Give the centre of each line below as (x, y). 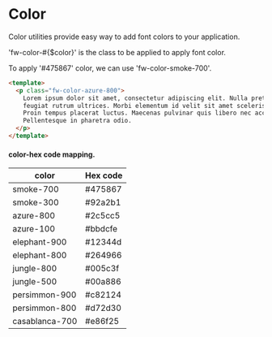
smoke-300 (36, 202)
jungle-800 (35, 269)
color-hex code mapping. (52, 154)
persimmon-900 (45, 295)
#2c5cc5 (102, 216)
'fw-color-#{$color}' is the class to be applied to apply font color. (117, 52)
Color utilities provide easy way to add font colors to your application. (124, 37)
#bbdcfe (101, 229)
